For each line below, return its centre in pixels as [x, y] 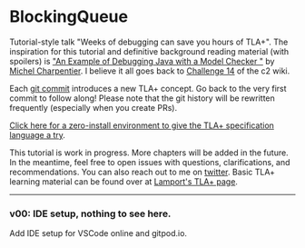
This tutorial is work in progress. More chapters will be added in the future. [149, 153]
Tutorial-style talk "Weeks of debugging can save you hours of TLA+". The [149, 42]
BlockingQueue [69, 17]
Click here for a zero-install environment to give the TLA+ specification [142, 125]
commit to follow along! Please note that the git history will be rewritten [142, 98]
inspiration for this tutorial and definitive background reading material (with [149, 51]
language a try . [38, 134]
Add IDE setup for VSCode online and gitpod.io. [98, 233]
